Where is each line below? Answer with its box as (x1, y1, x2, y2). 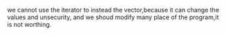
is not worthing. (7, 21, 52, 28)
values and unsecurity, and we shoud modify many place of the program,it (7, 13, 219, 21)
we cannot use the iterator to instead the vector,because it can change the (7, 6, 220, 14)
